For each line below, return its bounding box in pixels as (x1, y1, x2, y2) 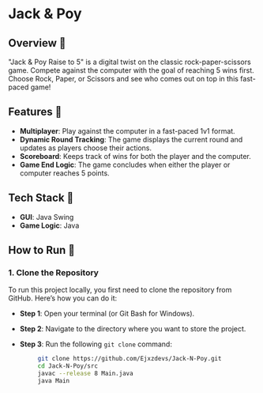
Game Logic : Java (19, 221, 80, 230)
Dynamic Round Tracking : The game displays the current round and (19, 134, 243, 144)
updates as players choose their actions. (19, 143, 152, 153)
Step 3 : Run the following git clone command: (19, 339, 172, 349)
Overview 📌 (8, 36, 66, 50)
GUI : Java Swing (19, 212, 74, 221)
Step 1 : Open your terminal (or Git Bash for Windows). (19, 309, 195, 319)
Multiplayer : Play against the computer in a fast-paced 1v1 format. (19, 126, 235, 135)
